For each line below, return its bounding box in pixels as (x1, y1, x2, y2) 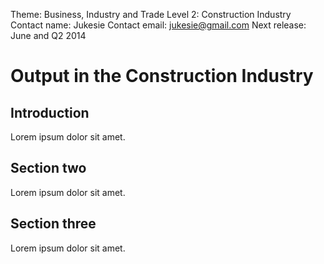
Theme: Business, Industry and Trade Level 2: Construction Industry (10, 9, 292, 20)
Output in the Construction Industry (10, 65, 314, 88)
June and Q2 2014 (10, 30, 87, 41)
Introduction (10, 104, 90, 121)
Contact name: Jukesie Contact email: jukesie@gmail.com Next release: (10, 19, 307, 31)
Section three (10, 215, 97, 233)
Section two (10, 160, 87, 177)
